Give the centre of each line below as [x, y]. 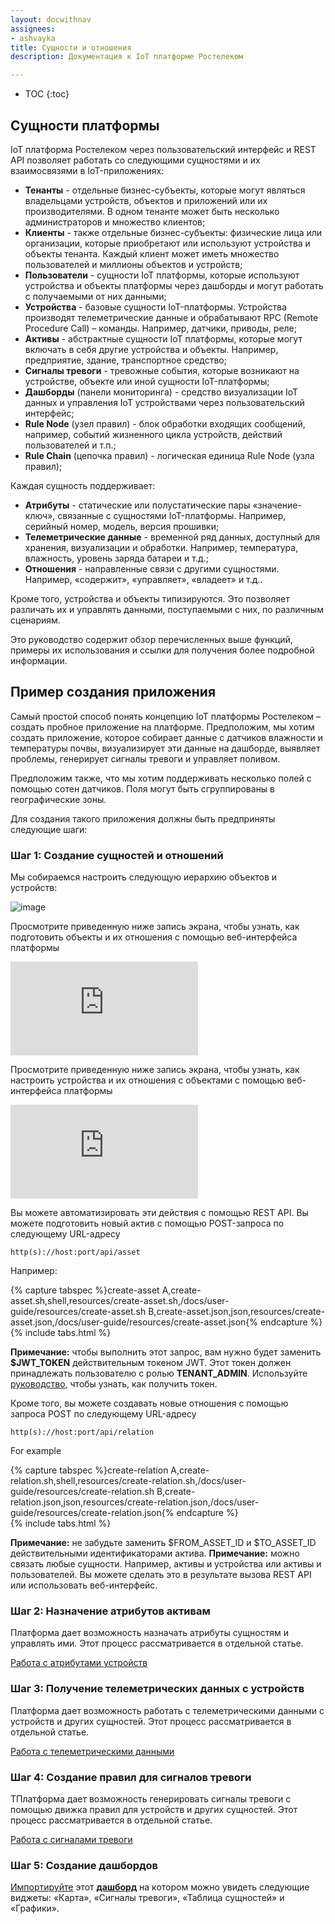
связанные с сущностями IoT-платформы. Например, [172, 515]
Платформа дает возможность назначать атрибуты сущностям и [149, 1633]
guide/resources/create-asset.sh [78, 1312]
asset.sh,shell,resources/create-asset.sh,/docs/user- [120, 1301]
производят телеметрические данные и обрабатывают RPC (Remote [171, 317]
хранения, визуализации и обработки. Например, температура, [161, 547]
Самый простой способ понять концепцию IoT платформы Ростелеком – [166, 716]
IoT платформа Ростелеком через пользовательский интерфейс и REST [163, 149]
